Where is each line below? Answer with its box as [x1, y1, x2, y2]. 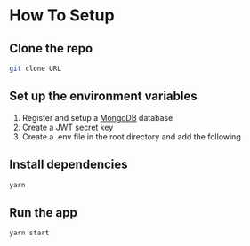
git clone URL [9, 64, 62, 73]
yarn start [9, 228, 50, 238]
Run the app [9, 205, 77, 220]
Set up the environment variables [9, 89, 198, 104]
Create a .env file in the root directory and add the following [21, 131, 242, 142]
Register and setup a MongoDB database [21, 112, 173, 123]
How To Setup [9, 5, 115, 26]
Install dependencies [9, 157, 128, 172]
